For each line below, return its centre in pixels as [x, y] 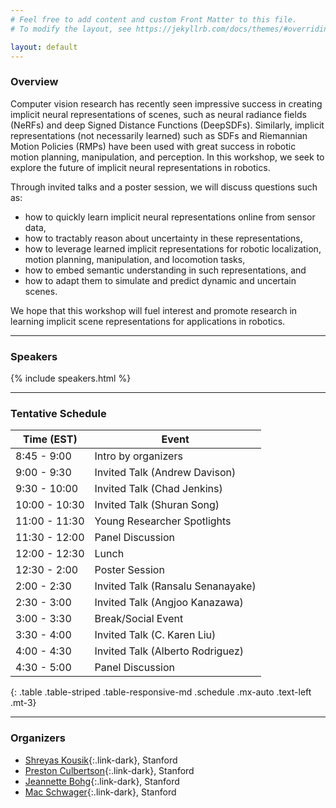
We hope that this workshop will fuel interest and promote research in [154, 310]
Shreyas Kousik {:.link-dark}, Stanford [101, 760]
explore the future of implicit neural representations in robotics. [140, 167]
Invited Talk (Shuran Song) [157, 505]
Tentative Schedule [58, 413]
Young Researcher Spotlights [163, 521]
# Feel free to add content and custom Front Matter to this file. [154, 19]
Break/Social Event [139, 619]
